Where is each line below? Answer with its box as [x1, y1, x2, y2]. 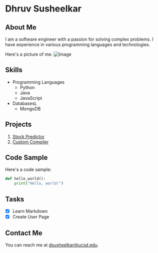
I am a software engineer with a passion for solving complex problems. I [5, 36, 153, 42]
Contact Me [5, 228, 42, 237]
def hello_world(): [5, 176, 46, 181]
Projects [5, 120, 32, 129]
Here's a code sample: [5, 166, 51, 173]
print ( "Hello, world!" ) [14, 181, 64, 186]
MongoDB [19, 106, 41, 112]
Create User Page [12, 214, 49, 220]
